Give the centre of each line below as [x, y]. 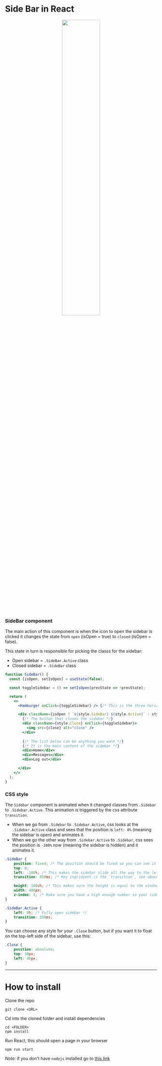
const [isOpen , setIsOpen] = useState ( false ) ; [57, 679]
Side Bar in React [40, 9]
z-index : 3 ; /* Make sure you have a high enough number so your [81, 895]
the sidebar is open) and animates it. [48, 835]
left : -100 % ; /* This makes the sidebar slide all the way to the [82, 872]
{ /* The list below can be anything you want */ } [73, 741]
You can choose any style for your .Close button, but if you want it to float [78, 931]
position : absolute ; [34, 950]
